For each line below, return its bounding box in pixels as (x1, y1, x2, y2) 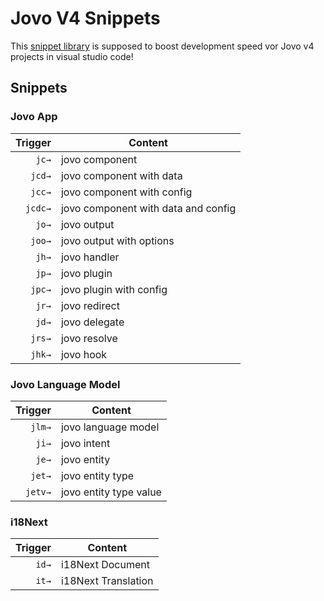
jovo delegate (60, 315, 125, 329)
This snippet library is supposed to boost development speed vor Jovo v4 (10, 40, 315, 52)
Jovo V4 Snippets (10, 7, 161, 30)
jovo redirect (60, 298, 120, 312)
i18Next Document (60, 558, 150, 572)
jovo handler (60, 250, 120, 264)
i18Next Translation (60, 574, 154, 588)
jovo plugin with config (60, 282, 168, 296)
